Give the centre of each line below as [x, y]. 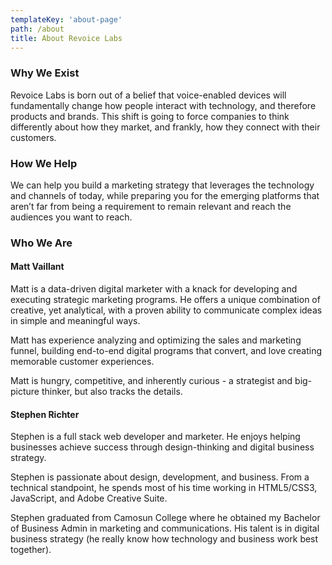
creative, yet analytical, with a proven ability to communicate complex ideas [166, 310]
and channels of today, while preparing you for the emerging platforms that [165, 195]
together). [31, 550]
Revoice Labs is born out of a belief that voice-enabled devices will [148, 95]
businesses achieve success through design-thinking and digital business [162, 447]
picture [25, 392]
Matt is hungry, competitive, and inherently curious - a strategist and [151, 381]
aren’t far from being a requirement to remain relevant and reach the [151, 206]
